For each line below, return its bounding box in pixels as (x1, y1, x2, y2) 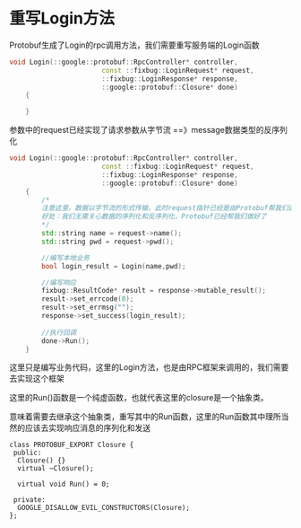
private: (13, 496, 47, 505)
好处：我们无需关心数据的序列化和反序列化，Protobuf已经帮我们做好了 (41, 212, 267, 221)
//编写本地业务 (41, 253, 90, 262)
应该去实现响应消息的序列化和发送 (24, 423, 150, 434)
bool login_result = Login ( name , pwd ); (41, 261, 186, 270)
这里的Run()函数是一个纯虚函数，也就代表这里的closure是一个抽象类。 (9, 392, 269, 403)
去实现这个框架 (9, 374, 64, 384)
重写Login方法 (9, 8, 115, 29)
